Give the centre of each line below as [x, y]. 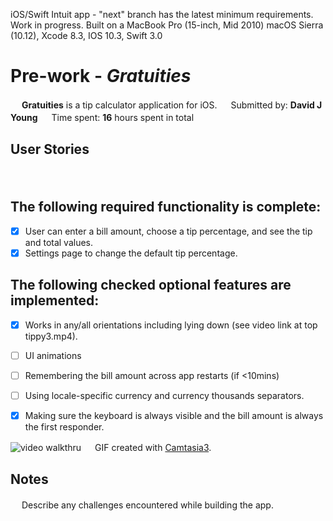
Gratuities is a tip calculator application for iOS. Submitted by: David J [172, 105]
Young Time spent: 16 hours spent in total [102, 117]
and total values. [59, 242]
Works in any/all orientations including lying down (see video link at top [171, 325]
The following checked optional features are [151, 285]
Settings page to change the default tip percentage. [131, 253]
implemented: [55, 300]
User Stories [50, 149]
